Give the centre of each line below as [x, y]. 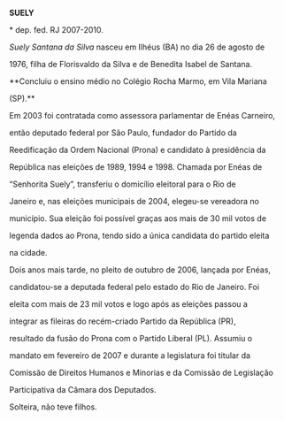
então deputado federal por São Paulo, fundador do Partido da [123, 133]
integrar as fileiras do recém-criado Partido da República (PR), [123, 321]
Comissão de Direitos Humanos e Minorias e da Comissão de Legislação [142, 372]
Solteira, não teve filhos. [53, 407]
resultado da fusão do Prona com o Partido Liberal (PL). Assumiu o [131, 338]
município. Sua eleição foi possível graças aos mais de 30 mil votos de [138, 218]
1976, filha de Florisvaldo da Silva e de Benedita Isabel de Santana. [131, 64]
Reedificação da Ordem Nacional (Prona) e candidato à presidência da [138, 150]
